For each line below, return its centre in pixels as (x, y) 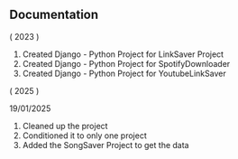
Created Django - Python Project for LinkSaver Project (123, 54)
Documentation (54, 15)
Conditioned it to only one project (84, 136)
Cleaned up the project (65, 126)
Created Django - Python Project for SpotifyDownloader (126, 63)
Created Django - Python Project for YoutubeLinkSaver (124, 73)
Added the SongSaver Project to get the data (105, 145)
